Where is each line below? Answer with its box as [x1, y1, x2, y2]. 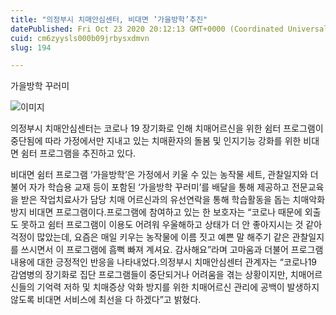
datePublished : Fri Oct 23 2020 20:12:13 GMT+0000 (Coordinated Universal [10, 24, 329, 34]
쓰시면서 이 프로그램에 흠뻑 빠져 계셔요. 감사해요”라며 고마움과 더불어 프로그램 [20, 244, 324, 256]
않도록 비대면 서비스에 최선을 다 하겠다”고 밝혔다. [10, 294, 202, 306]
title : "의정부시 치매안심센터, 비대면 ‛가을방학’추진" [10, 14, 208, 25]
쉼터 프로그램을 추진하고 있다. [20, 147, 137, 160]
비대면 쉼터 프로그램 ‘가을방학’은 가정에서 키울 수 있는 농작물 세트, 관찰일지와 [10, 169, 308, 181]
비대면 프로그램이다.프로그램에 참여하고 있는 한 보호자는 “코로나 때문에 [28, 206, 303, 218]
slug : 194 [10, 42, 52, 53]
